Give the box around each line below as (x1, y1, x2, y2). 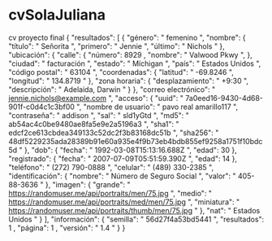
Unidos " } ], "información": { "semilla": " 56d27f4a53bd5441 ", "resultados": (8, 214, 265, 224)
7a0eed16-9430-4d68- (185, 93, 264, 103)
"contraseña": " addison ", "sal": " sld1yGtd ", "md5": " (8, 110, 189, 120)
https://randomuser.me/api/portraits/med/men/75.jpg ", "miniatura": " (8, 197, 240, 207)
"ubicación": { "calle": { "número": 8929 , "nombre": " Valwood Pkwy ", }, (8, 50, 253, 59)
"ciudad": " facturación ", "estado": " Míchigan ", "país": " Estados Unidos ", (8, 59, 261, 68)
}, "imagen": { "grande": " (45, 179, 131, 189)
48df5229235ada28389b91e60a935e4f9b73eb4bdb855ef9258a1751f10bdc (8, 136, 263, 146)
